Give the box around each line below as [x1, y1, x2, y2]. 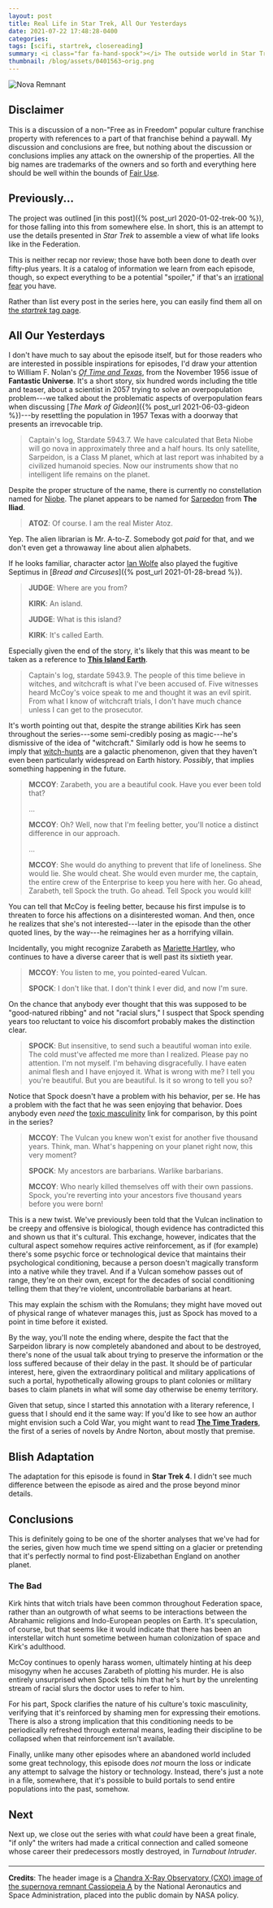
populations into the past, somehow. [8, 1784, 130, 1794]
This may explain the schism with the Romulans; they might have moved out [8, 1300, 262, 1309]
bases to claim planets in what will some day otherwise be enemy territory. [8, 1384, 258, 1395]
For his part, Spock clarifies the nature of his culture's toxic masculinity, [8, 1699, 249, 1709]
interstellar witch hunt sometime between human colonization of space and [8, 1633, 261, 1643]
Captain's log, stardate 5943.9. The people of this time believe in [28, 670, 245, 680]
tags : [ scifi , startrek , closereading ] [8, 42, 144, 50]
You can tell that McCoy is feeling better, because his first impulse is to [8, 902, 246, 912]
